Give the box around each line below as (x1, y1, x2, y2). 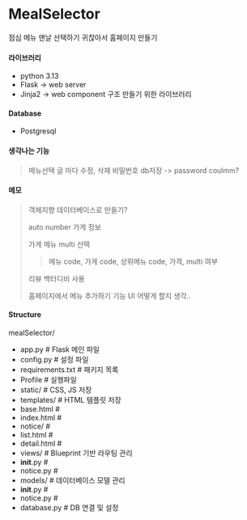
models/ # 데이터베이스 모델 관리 (19, 475, 126, 485)
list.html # (19, 429, 53, 439)
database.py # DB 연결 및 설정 (19, 502, 119, 512)
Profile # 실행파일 (19, 374, 77, 384)
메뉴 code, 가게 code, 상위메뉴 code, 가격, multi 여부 (48, 256, 219, 266)
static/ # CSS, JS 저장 (19, 385, 92, 395)
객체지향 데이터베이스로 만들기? (28, 205, 128, 214)
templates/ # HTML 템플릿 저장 (19, 395, 121, 404)
